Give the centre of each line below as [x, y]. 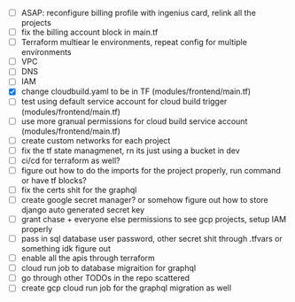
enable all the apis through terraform [88, 258]
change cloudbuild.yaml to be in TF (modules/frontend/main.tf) [136, 91]
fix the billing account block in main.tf [89, 32]
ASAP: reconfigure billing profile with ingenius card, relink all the [138, 13]
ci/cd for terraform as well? [70, 160]
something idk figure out [66, 249]
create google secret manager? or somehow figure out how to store [145, 199]
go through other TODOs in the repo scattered [105, 278]
